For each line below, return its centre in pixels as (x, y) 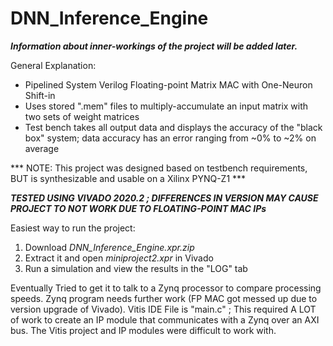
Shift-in (40, 95)
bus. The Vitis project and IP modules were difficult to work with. (143, 330)
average (42, 148)
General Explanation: (53, 65)
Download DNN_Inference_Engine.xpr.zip (109, 247)
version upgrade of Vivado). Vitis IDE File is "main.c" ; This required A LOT (163, 309)
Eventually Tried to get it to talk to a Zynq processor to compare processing (166, 288)
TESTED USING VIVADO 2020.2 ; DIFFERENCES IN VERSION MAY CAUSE (164, 198)
